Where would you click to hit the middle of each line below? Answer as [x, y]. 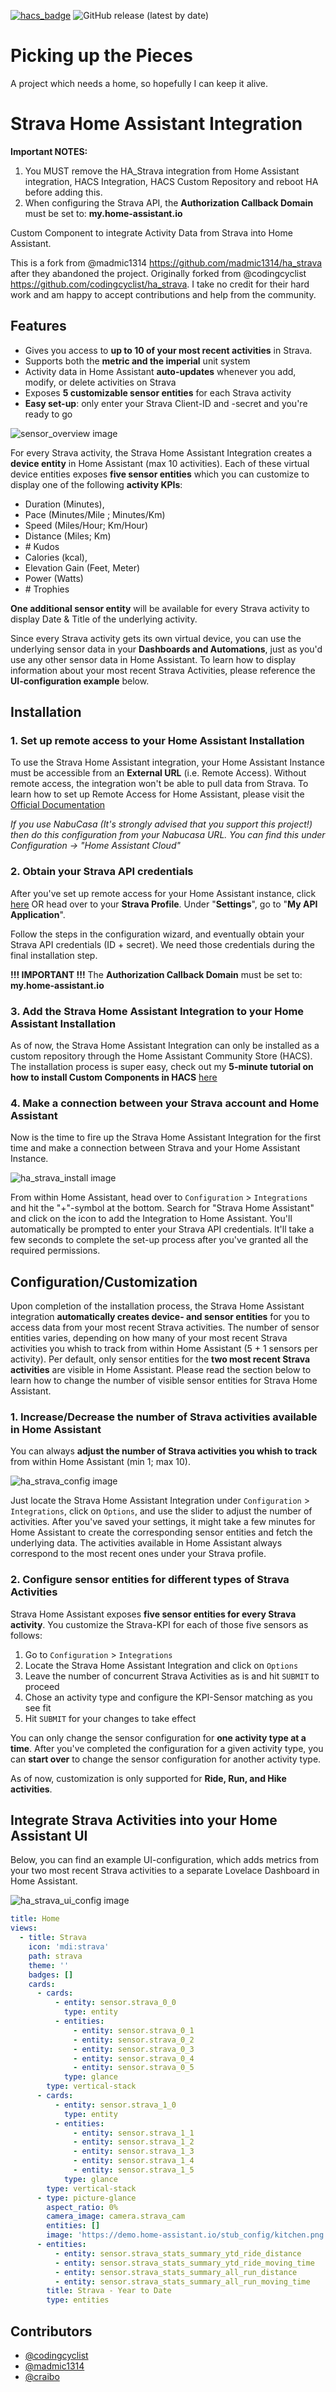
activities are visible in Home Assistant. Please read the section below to [161, 1370]
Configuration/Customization [104, 1281]
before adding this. [63, 192]
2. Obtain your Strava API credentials [102, 872]
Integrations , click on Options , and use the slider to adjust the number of [161, 1511]
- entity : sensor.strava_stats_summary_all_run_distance [176, 2272]
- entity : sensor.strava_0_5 [134, 2068]
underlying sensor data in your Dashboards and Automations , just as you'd [166, 649]
